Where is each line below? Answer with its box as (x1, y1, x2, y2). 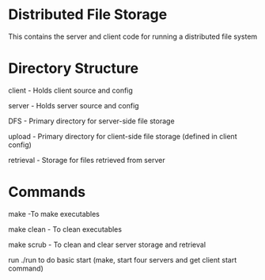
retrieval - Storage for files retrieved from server (8, 155, 165, 165)
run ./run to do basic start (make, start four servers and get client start (8, 255, 237, 264)
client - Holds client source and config (8, 85, 133, 95)
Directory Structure (8, 59, 139, 78)
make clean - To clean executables (8, 224, 123, 234)
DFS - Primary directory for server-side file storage (8, 116, 176, 126)
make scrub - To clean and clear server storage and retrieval (8, 240, 206, 249)
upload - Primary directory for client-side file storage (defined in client (8, 131, 237, 141)
